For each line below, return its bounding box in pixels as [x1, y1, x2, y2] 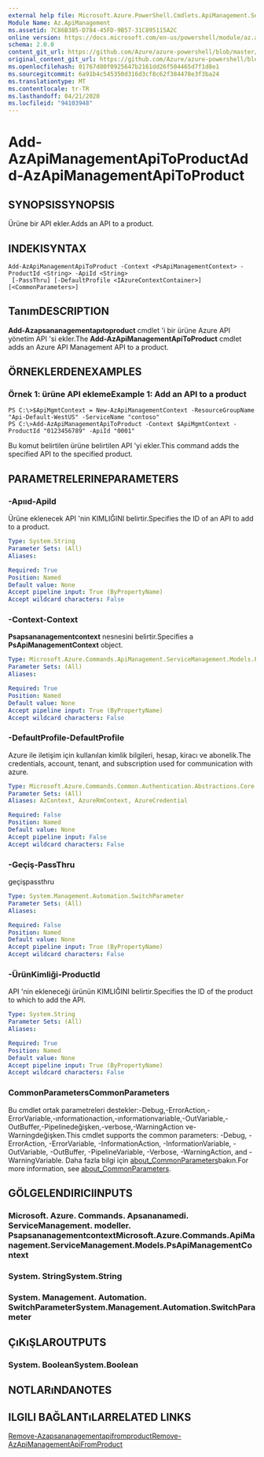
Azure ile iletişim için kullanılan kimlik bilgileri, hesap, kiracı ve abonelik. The [8, 750, 251, 760]
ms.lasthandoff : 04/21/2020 [8, 92, 101, 100]
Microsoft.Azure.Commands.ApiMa [115, 1229, 255, 1240]
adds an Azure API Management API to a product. [8, 342, 169, 351]
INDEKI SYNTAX [8, 242, 87, 255]
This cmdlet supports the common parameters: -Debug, [66, 1130, 247, 1140]
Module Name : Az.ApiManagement [8, 19, 111, 27]
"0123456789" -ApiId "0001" [42, 427, 135, 436]
